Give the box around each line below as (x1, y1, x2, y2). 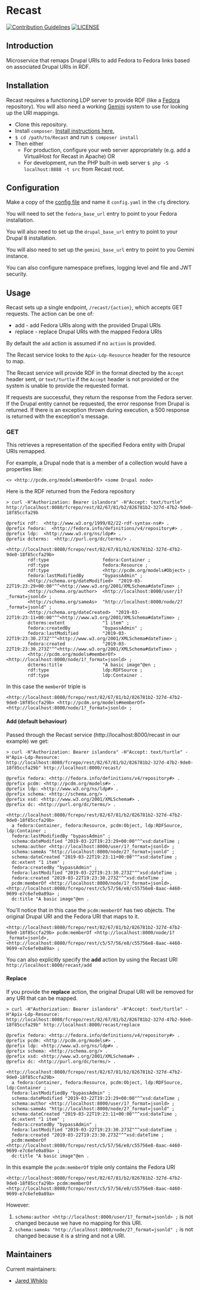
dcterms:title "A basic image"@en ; (27, 662, 156, 668)
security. (6, 270, 28, 278)
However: (6, 1201, 30, 1208)
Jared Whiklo (14, 1277, 48, 1284)
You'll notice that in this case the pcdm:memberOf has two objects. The (6, 906, 176, 914)
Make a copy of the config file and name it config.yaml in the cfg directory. (6, 198, 191, 206)
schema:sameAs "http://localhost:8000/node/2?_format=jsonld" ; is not (14, 1225, 193, 1232)
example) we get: (6, 737, 49, 745)
